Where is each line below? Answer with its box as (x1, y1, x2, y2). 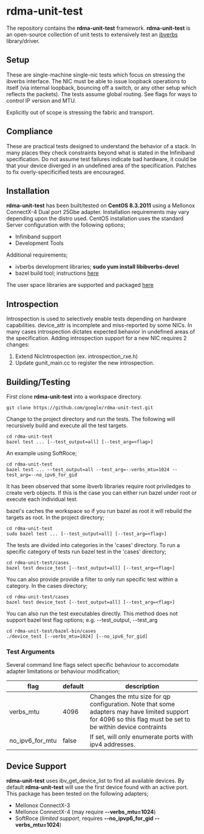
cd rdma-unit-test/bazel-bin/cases (6, 628, 97, 634)
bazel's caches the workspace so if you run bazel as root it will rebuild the (6, 508, 192, 514)
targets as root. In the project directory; (6, 514, 105, 521)
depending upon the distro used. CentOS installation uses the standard (6, 215, 184, 222)
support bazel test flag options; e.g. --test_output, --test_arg (6, 616, 158, 624)
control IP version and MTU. (6, 97, 76, 104)
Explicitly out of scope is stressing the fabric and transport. (6, 108, 154, 116)
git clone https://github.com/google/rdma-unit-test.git (6, 405, 154, 411)
